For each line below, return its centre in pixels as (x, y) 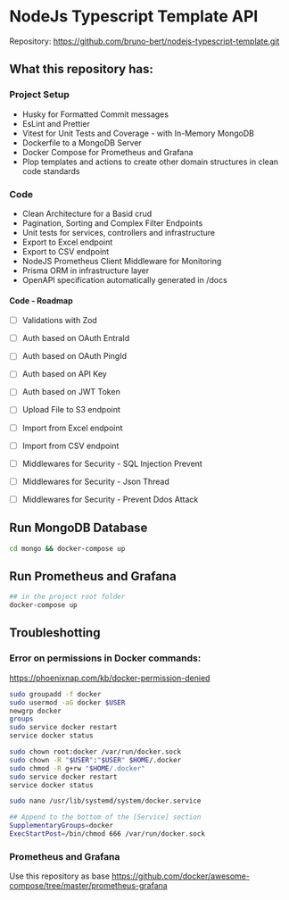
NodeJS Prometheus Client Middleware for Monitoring (122, 261)
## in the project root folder (67, 597)
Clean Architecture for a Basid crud (87, 213)
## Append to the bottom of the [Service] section (105, 817)
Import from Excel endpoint (72, 428)
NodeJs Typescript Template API (134, 17)
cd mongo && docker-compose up (67, 548)
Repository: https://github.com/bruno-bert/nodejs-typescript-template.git (144, 41)
